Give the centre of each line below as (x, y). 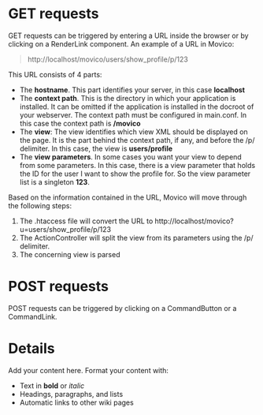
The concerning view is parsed (70, 254)
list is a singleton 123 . (55, 181)
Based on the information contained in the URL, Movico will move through (128, 197)
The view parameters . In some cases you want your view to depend (130, 157)
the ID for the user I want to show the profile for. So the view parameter (135, 174)
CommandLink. (33, 316)
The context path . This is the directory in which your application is (128, 98)
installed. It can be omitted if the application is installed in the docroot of (137, 107)
